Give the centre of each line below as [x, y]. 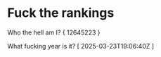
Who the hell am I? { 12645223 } [54, 32]
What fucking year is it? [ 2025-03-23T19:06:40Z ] [81, 46]
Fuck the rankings [61, 13]
